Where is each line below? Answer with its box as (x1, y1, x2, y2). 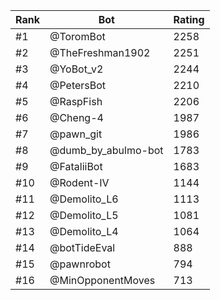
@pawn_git (49, 127, 103, 141)
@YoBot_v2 (49, 62, 104, 76)
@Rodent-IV (49, 176, 110, 189)
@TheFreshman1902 (49, 46, 151, 59)
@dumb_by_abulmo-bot (49, 144, 164, 157)
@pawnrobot (49, 257, 111, 271)
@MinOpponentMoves (49, 274, 156, 287)
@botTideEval (49, 241, 116, 254)
